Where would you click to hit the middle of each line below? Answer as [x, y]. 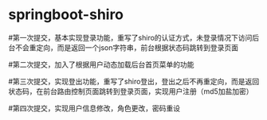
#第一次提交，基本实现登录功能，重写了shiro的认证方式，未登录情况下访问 [130, 37]
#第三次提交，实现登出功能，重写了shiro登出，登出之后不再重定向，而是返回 [134, 81]
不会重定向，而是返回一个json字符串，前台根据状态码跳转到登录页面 [127, 47]
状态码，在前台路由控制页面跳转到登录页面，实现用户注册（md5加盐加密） [131, 91]
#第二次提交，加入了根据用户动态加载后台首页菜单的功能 [101, 64]
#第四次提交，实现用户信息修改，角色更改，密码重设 [94, 108]
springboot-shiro [66, 15]
